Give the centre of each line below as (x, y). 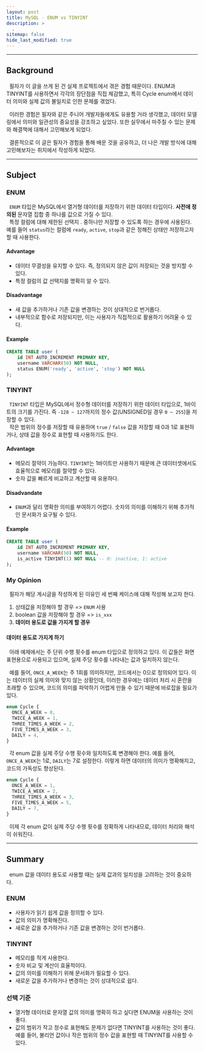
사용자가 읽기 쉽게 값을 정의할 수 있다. (59, 912)
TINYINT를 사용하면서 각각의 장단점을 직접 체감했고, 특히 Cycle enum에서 (94, 93)
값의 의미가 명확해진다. (42, 920)
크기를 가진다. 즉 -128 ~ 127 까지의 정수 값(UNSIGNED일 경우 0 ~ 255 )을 (104, 412)
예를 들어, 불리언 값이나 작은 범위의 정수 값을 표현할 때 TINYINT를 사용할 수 (104, 1035)
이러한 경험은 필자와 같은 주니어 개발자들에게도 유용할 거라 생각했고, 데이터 (97, 114)
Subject (21, 175)
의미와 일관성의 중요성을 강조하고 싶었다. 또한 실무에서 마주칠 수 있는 (103, 122)
